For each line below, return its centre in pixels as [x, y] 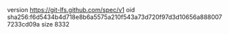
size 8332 [55, 24]
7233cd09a [23, 24]
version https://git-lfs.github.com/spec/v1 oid [71, 10]
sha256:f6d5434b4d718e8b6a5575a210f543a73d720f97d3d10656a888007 [115, 17]
